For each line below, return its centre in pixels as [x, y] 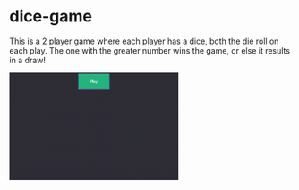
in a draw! [28, 60]
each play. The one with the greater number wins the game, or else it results [150, 50]
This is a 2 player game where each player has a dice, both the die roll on [144, 41]
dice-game [51, 17]
